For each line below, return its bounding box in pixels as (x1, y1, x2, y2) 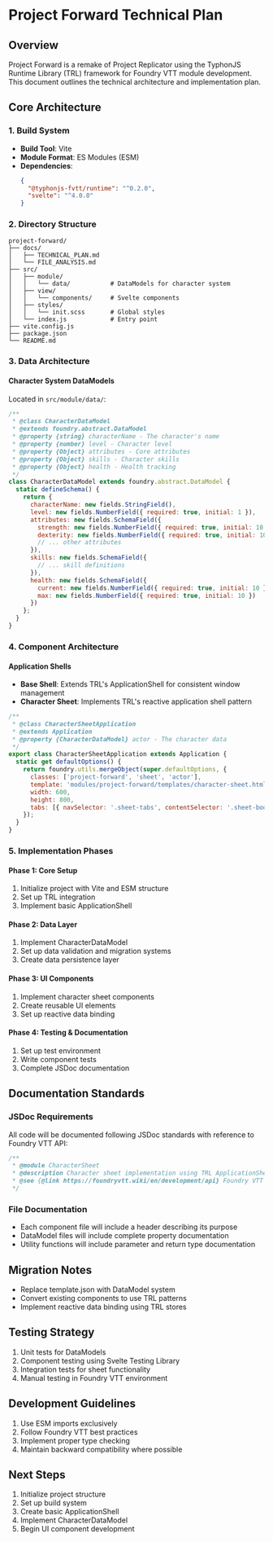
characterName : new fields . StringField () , (29, 501, 176, 509)
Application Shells (8, 661, 71, 671)
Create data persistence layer (19, 955, 119, 964)
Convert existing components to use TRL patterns (19, 1294, 187, 1303)
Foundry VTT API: (8, 1138, 68, 1148)
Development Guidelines (8, 1397, 136, 1411)
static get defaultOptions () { (15, 758, 122, 767)
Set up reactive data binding (19, 1008, 115, 1019)
